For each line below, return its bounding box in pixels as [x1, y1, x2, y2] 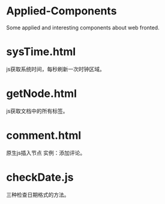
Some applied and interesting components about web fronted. [6, 24, 160, 31]
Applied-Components [6, 4, 117, 18]
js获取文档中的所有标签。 [6, 107, 68, 114]
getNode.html [6, 87, 77, 101]
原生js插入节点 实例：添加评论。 [6, 149, 86, 156]
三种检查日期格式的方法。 [6, 191, 70, 198]
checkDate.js [6, 170, 74, 184]
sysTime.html [6, 45, 76, 59]
